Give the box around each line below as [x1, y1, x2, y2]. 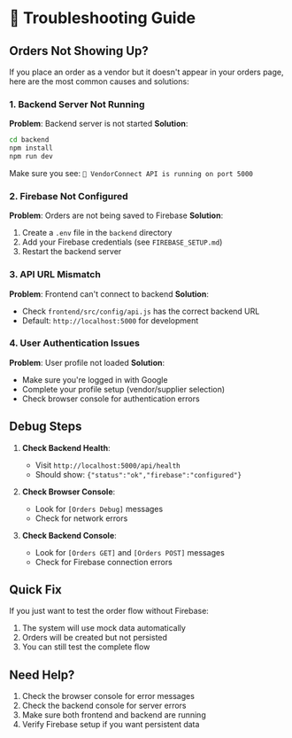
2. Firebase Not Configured [9, 190, 128, 202]
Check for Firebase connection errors [35, 556, 173, 567]
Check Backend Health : [21, 442, 111, 453]
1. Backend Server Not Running [9, 97, 145, 110]
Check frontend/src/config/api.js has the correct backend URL [21, 306, 260, 316]
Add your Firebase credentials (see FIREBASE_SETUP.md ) [21, 237, 223, 247]
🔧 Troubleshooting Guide [9, 8, 196, 28]
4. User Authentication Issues [9, 337, 140, 349]
